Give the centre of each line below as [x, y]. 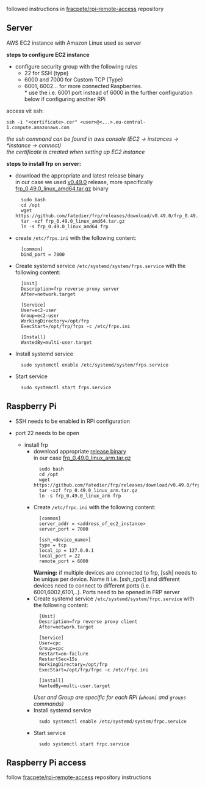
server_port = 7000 [63, 529]
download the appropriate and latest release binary [79, 175]
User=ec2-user [39, 310]
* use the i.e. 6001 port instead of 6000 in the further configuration [109, 92]
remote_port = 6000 [63, 561]
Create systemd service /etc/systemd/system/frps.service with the [100, 266]
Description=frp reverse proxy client [88, 621]
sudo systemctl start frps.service [66, 387]
